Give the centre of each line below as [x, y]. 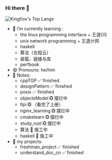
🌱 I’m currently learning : [38, 29]
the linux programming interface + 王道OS [63, 35]
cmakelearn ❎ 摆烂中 [42, 117]
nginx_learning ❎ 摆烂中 [45, 111]
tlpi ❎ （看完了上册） [42, 105]
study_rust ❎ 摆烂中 [40, 123]
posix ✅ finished [37, 92]
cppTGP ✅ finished [40, 81]
